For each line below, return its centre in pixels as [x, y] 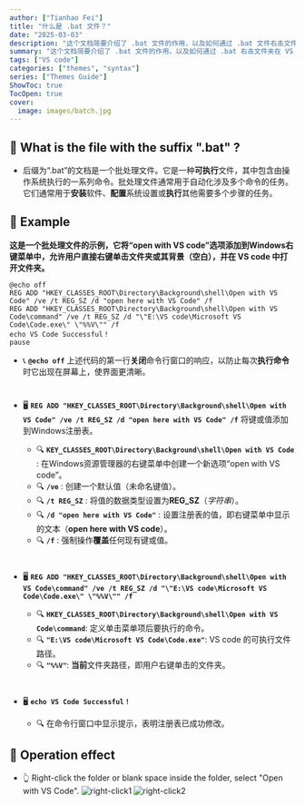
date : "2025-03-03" [46, 34]
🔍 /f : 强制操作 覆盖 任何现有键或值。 [104, 540]
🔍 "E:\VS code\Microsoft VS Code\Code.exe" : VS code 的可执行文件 [163, 639]
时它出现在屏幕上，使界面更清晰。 [86, 371]
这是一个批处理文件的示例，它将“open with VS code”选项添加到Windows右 [152, 245]
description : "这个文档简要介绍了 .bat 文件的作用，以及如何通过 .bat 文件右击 [147, 43]
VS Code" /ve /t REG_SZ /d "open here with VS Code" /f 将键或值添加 [155, 419]
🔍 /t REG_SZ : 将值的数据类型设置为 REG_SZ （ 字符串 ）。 [139, 500]
